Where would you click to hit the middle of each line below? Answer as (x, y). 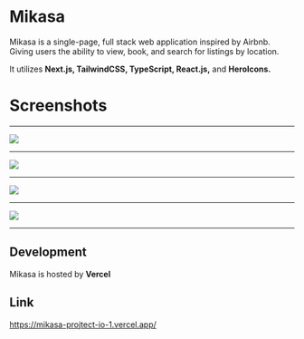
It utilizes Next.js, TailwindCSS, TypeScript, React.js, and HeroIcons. (140, 69)
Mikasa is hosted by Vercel (60, 274)
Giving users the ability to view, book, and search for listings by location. (144, 51)
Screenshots (58, 106)
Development (48, 252)
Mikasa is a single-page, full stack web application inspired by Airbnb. (140, 42)
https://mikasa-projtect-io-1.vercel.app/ (83, 324)
